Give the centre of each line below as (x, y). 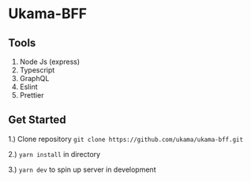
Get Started (37, 120)
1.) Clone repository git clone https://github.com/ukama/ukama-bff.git (126, 139)
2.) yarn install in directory (54, 154)
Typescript (37, 70)
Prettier (32, 95)
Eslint (28, 87)
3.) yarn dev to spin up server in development (82, 169)
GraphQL (34, 78)
